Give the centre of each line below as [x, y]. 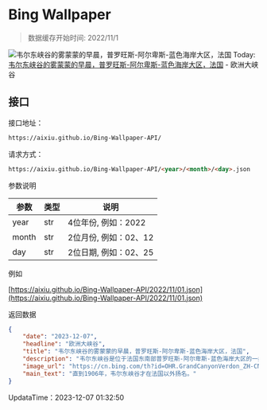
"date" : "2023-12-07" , [60, 337]
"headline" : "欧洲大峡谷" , [64, 344]
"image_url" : [44, 366]
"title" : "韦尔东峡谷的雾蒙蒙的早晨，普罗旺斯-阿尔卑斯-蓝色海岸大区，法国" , [136, 352]
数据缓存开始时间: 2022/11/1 [73, 37]
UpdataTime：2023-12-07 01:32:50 [66, 397]
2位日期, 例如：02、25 [110, 252]
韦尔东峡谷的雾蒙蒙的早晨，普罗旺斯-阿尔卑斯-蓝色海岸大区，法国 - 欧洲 [126, 64]
